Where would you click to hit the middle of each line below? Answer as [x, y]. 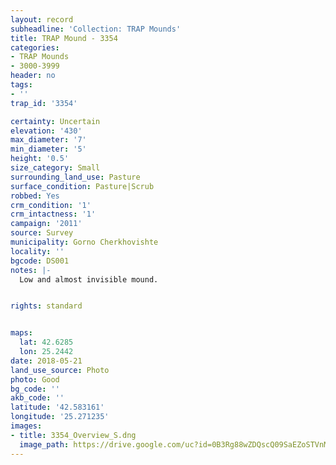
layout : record [42, 19]
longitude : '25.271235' [60, 417]
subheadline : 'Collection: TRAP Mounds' [96, 29]
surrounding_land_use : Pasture [75, 177]
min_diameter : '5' [48, 149]
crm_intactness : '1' [53, 214]
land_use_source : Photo [60, 370]
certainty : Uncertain [55, 121]
